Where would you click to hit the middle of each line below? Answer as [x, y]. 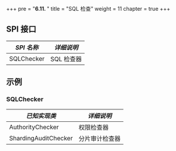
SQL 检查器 [66, 59]
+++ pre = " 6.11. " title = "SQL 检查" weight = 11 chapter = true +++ [88, 9]
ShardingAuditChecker [41, 138]
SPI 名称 [27, 48]
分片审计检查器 [100, 139]
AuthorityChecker [34, 127]
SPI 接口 [21, 29]
